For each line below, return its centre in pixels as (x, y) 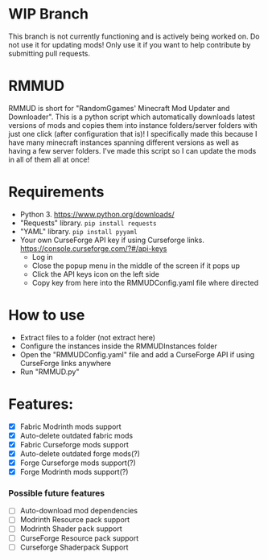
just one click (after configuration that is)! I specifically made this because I (133, 134)
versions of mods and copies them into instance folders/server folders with (133, 125)
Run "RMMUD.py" (49, 372)
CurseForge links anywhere (65, 363)
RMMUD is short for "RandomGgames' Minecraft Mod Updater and (119, 108)
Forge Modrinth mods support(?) (74, 472)
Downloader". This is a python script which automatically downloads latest (132, 117)
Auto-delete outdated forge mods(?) (80, 453)
